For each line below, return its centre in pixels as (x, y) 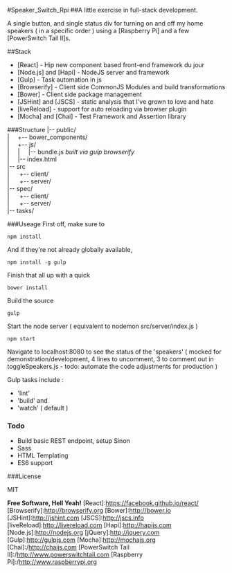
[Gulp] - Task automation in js (59, 80)
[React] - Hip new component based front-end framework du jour (111, 65)
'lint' (23, 393)
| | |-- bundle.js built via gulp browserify (71, 152)
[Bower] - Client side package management (79, 94)
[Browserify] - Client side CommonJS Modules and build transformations (121, 87)
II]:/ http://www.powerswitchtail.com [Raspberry (75, 555)
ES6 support (35, 463)
